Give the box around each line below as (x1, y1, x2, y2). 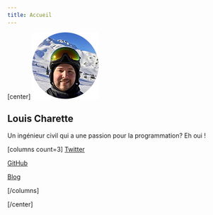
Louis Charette (7, 113, 74, 125)
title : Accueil (7, 11, 52, 18)
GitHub (7, 159, 28, 167)
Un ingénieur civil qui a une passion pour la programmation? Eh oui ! (7, 131, 207, 140)
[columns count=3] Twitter (7, 145, 85, 154)
